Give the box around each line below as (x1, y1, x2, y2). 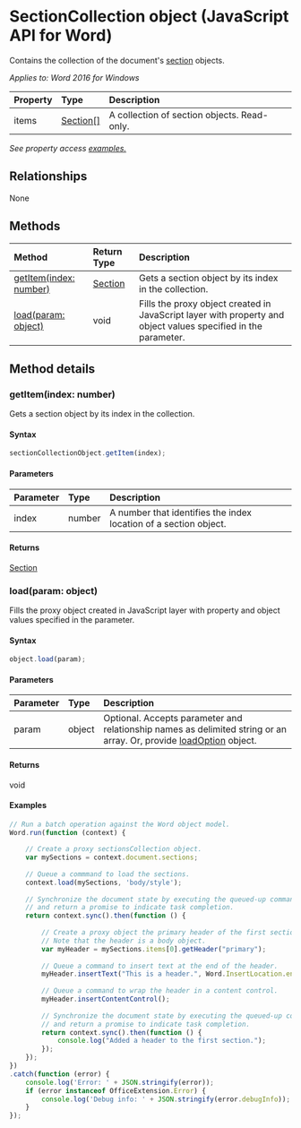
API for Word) (9, 25, 113, 46)
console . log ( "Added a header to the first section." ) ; (56, 1037, 267, 1046)
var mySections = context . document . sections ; (25, 853, 199, 862)
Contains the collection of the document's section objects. (9, 55, 226, 65)
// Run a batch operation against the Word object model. (9, 820, 230, 829)
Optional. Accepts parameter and (102, 712, 244, 725)
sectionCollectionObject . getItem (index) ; (9, 449, 167, 458)
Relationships (9, 168, 88, 185)
